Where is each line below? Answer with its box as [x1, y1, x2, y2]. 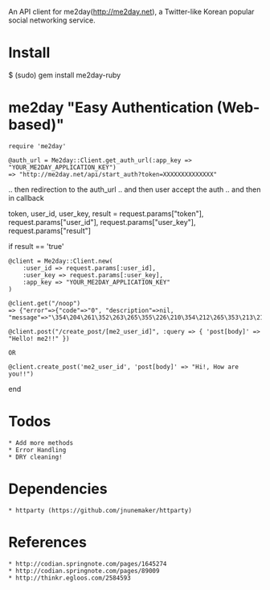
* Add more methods [8, 438, 74, 447]
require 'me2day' [8, 142, 67, 150]
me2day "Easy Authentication [8, 98, 215, 117]
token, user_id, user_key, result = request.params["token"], [8, 209, 204, 218]
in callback [8, 193, 44, 202]
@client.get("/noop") [8, 299, 81, 307]
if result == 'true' [8, 241, 64, 251]
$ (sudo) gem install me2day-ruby [8, 70, 121, 80]
